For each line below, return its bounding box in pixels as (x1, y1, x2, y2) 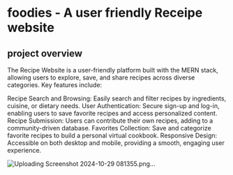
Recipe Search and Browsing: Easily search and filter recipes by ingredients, (7, 94, 227, 102)
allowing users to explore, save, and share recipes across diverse (7, 73, 195, 82)
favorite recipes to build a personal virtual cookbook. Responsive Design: (7, 131, 218, 139)
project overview (7, 47, 82, 59)
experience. (7, 146, 42, 154)
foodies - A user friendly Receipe (7, 5, 203, 21)
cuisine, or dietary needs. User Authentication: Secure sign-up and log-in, (7, 102, 220, 109)
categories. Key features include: (7, 81, 103, 89)
